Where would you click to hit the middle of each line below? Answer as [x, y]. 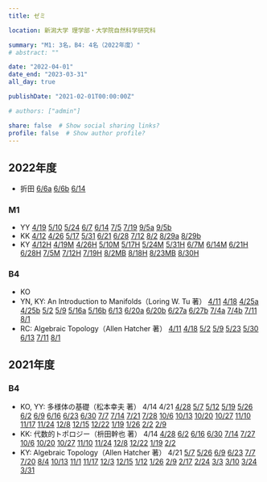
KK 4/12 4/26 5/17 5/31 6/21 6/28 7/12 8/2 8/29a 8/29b [110, 236]
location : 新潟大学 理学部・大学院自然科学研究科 [82, 30]
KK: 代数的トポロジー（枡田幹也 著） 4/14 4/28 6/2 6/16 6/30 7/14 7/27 [138, 434]
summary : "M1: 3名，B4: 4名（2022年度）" [74, 45]
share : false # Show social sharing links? [84, 126]
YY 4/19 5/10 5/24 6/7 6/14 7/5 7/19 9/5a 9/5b [96, 227]
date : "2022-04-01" [41, 67]
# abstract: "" [34, 52]
